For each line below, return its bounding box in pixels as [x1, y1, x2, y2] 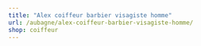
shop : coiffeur [8, 26, 59, 34]
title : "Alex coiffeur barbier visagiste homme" [8, 11, 172, 19]
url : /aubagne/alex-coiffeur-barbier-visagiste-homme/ [8, 19, 194, 27]
